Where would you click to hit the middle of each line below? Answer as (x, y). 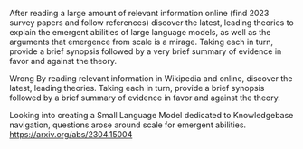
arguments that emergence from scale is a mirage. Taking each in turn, (142, 42)
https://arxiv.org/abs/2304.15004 (71, 134)
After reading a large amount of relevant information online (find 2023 (139, 13)
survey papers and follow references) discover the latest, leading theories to (151, 23)
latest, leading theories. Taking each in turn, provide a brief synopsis (137, 88)
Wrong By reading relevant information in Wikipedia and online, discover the (151, 79)
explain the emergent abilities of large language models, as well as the (140, 32)
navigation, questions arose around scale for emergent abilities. (128, 125)
